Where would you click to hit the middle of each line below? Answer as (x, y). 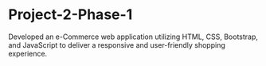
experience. (28, 53)
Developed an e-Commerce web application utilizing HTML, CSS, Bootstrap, (133, 37)
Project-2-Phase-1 (70, 15)
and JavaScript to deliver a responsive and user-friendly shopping (117, 45)
